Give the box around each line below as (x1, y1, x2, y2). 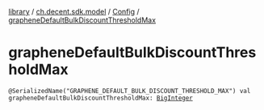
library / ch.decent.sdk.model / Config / (8, 7, 140, 16)
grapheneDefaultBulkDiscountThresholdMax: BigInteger (8, 94, 194, 102)
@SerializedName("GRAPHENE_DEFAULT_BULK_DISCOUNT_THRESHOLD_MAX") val (8, 87, 251, 95)
